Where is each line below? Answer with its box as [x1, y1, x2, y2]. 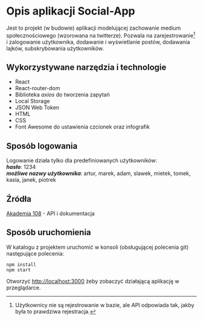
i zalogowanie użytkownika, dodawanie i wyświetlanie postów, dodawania [6, 38, 190, 45]
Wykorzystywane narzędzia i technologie [6, 62, 167, 72]
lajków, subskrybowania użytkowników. [6, 44, 105, 52]
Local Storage [14, 98, 50, 105]
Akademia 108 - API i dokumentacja [6, 210, 95, 217]
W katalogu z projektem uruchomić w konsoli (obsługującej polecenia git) [6, 243, 189, 251]
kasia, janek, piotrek [6, 176, 56, 184]
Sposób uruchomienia [6, 227, 92, 237]
